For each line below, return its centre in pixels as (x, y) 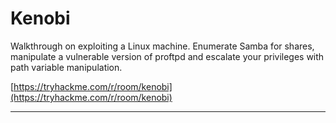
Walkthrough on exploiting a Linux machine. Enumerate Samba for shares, (162, 46)
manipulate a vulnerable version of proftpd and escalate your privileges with (167, 56)
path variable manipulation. (66, 67)
